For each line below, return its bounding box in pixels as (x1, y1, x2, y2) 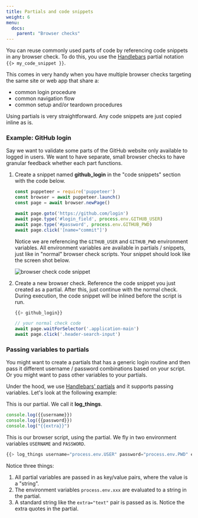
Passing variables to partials (6, 345, 90, 354)
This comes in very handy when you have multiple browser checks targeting (6, 71, 192, 78)
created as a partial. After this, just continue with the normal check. (14, 286, 178, 293)
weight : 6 (6, 14, 31, 20)
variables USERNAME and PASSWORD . (6, 440, 85, 447)
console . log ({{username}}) (6, 412, 72, 418)
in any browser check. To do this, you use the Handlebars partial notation (6, 53, 184, 60)
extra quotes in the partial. (14, 505, 79, 512)
